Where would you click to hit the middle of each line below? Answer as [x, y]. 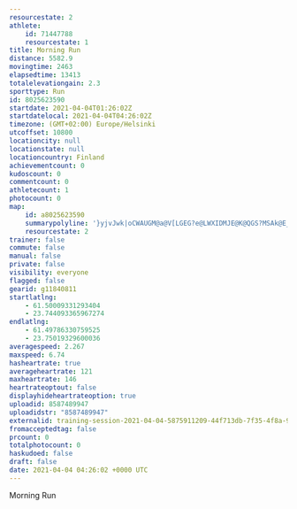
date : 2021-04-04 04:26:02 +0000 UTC [79, 470]
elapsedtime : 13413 [45, 75]
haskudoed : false [41, 454]
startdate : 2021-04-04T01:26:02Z [71, 108]
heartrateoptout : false [53, 388]
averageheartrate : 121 [51, 371]
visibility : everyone [49, 273]
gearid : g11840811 [43, 289]
